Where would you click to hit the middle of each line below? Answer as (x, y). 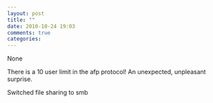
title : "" (21, 20)
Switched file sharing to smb (48, 93)
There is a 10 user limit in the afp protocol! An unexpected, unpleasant (106, 72)
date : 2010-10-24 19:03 (41, 26)
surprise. (20, 79)
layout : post (26, 13)
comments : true (29, 33)
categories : (24, 39)
